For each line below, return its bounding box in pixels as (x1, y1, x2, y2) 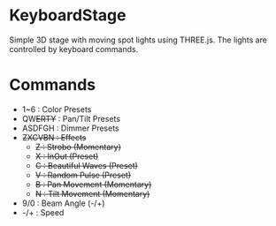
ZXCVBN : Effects (21, 132, 87, 142)
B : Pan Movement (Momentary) (34, 178, 152, 190)
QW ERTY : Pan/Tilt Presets (21, 113, 121, 124)
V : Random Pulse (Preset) (34, 169, 131, 180)
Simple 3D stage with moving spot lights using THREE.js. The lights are (9, 34, 268, 45)
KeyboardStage (9, 5, 126, 26)
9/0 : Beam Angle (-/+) (21, 198, 105, 208)
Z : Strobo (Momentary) (34, 141, 122, 152)
